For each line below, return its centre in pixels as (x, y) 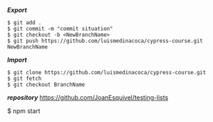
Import (17, 60)
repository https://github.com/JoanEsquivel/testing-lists (88, 97)
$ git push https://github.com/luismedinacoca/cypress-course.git (105, 41)
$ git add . (24, 23)
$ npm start (24, 111)
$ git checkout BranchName (46, 85)
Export (17, 10)
